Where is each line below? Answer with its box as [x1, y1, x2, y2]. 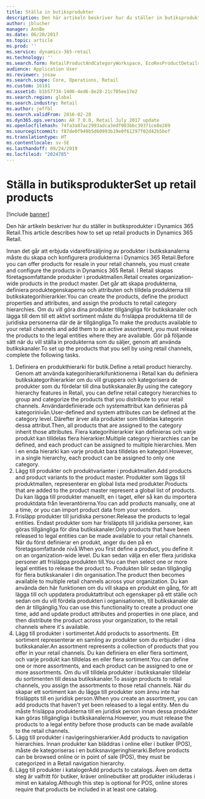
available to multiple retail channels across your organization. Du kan [15, 578, 189, 585]
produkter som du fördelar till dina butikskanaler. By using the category [15, 383, 193, 390]
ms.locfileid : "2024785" [6, 151, 70, 157]
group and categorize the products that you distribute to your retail [15, 396, 184, 403]
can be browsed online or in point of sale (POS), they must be [15, 753, 170, 760]
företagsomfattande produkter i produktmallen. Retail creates [6, 273, 159, 281]
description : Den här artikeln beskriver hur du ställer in [6, 15, 163, 21]
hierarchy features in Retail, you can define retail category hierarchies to [15, 389, 197, 396]
